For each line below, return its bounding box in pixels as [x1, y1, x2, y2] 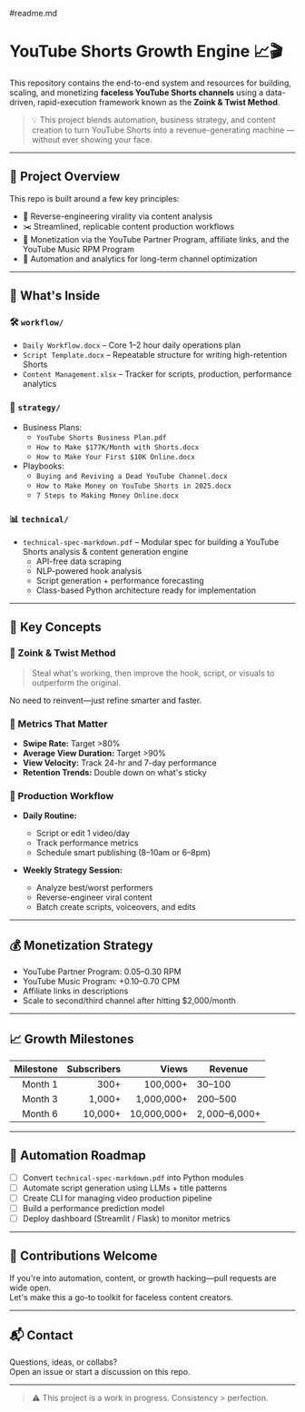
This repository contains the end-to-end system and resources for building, [9, 77, 292, 88]
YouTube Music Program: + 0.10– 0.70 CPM [22, 976, 180, 987]
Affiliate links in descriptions [22, 985, 129, 997]
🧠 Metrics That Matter [9, 717, 108, 730]
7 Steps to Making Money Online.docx [35, 490, 180, 500]
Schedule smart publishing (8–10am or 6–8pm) [35, 847, 212, 858]
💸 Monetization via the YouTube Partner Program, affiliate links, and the [22, 233, 290, 244]
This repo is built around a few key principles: [9, 193, 180, 203]
